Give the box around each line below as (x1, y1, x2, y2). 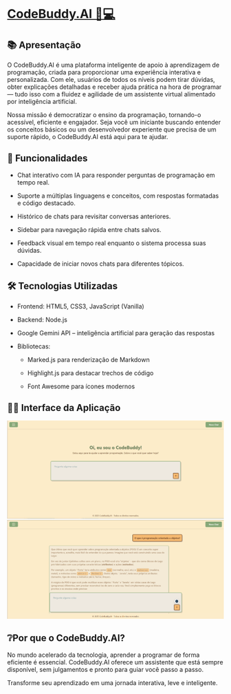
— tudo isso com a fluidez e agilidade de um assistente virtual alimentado (7, 90, 216, 98)
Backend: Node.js (16, 315, 67, 324)
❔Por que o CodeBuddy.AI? (7, 632, 126, 644)
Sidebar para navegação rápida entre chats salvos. (16, 225, 162, 233)
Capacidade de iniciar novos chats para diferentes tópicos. (16, 260, 184, 268)
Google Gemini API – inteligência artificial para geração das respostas (16, 328, 215, 337)
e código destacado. (16, 198, 76, 207)
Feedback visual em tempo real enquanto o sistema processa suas (16, 239, 206, 247)
